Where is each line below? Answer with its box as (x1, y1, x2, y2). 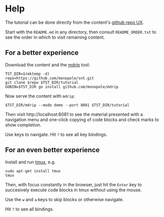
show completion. (5, 122, 42, 128)
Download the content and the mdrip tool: (5, 61, 90, 67)
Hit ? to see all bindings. (5, 206, 54, 212)
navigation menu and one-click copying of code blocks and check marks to (5, 116, 160, 122)
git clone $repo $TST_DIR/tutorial (5, 80, 79, 85)
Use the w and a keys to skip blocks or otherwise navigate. (5, 196, 124, 202)
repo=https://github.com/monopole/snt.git (5, 75, 94, 81)
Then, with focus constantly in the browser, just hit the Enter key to (5, 181, 142, 187)
